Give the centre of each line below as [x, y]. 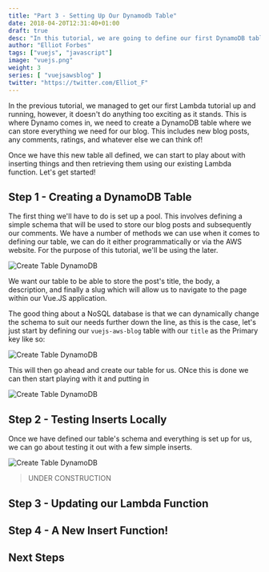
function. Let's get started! [52, 172]
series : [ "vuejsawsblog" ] [55, 75]
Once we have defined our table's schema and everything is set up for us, [130, 439]
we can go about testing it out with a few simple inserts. [100, 447]
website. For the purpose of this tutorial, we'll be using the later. [113, 250]
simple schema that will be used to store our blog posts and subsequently [130, 225]
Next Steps [36, 558]
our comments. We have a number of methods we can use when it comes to [134, 234]
